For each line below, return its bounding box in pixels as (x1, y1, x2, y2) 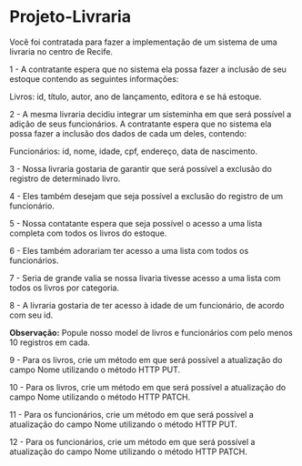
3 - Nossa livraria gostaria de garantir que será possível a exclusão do (9, 163, 273, 174)
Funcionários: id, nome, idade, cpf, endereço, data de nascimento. (9, 146, 258, 157)
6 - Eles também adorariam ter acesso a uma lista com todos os (9, 245, 249, 256)
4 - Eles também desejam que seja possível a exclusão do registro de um (9, 190, 284, 201)
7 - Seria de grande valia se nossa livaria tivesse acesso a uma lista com (9, 272, 281, 283)
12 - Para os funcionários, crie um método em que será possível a (9, 436, 256, 447)
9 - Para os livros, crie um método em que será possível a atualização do (9, 354, 283, 365)
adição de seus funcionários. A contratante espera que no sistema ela (9, 118, 272, 129)
